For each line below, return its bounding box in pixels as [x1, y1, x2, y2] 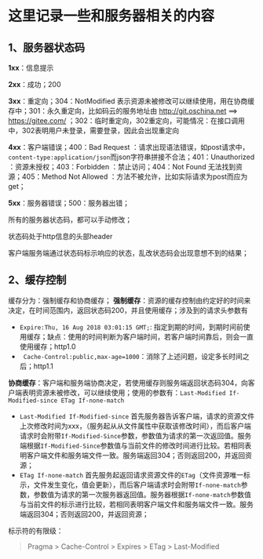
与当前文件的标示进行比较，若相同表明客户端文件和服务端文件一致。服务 [19, 499, 254, 509]
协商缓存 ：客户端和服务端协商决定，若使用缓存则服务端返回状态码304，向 [8, 378, 249, 387]
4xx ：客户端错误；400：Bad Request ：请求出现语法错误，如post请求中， [8, 143, 250, 151]
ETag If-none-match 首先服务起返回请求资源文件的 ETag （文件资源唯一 [19, 470, 244, 479]
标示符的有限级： [8, 526, 64, 535]
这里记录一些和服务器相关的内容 [8, 7, 215, 25]
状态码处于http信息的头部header [8, 232, 113, 241]
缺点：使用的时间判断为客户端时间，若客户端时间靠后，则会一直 [46, 332, 254, 341]
